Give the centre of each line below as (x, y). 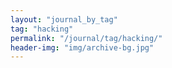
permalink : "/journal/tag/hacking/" (86, 38)
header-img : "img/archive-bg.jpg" (82, 47)
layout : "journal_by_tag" (64, 19)
